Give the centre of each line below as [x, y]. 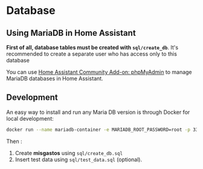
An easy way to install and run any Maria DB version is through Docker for [98, 112]
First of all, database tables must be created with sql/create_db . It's [92, 47]
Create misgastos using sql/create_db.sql [69, 153]
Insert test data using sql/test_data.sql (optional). [79, 159]
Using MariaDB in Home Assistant [71, 33]
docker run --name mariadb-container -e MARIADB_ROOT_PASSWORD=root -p [98, 130]
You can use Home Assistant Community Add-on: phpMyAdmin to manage [99, 72]
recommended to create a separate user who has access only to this [92, 54]
